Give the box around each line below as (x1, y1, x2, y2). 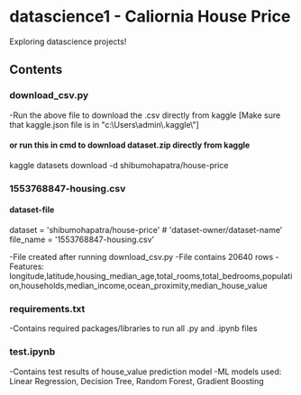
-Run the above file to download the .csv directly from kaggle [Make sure (9, 110, 281, 121)
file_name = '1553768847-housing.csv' (9, 234, 155, 245)
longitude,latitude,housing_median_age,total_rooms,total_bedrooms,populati (9, 270, 293, 281)
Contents (9, 62, 63, 77)
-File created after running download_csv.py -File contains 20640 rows (9, 251, 274, 262)
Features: (9, 261, 45, 272)
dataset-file (9, 204, 55, 215)
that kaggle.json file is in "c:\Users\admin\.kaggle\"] (9, 119, 200, 130)
